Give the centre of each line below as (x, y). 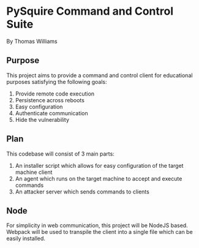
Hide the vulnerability (42, 119)
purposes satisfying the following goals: (57, 81)
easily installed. (26, 239)
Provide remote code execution (55, 94)
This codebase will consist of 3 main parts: (60, 154)
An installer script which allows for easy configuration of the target (99, 165)
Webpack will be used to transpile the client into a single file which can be (99, 232)
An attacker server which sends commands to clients (82, 192)
